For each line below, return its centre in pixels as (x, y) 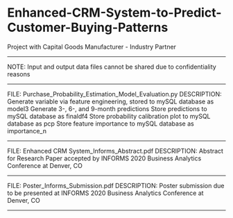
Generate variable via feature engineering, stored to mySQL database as (111, 101)
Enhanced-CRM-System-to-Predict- (114, 13)
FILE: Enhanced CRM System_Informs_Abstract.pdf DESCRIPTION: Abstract (115, 151)
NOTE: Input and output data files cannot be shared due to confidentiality (112, 67)
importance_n (27, 131)
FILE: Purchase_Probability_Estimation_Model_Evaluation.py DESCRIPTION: (114, 94)
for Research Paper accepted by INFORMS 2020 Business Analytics (104, 158)
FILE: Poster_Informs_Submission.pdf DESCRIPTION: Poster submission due (116, 185)
